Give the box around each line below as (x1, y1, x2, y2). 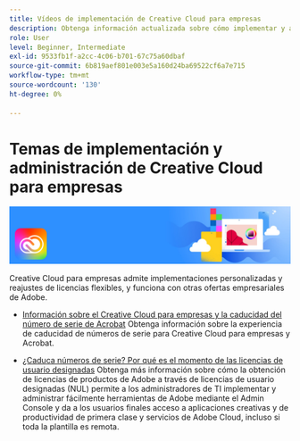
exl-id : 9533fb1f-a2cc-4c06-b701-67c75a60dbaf (9, 52, 186, 62)
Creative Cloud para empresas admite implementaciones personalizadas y (9, 272, 283, 283)
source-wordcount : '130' (9, 80, 102, 89)
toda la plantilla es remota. (21, 420, 120, 432)
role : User (9, 33, 50, 42)
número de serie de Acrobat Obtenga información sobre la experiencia (21, 318, 283, 329)
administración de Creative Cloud (9, 157, 263, 178)
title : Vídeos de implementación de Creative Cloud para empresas (9, 14, 262, 23)
